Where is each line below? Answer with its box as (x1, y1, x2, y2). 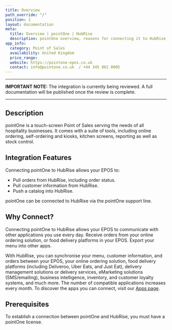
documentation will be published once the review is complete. (5, 89, 136, 95)
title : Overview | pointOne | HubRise (10, 31, 93, 36)
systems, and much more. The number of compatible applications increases (5, 280, 166, 286)
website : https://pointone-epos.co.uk (10, 60, 93, 65)
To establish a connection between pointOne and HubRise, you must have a (5, 314, 165, 320)
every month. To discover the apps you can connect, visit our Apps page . (5, 285, 160, 291)
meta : (5, 27, 17, 32)
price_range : (10, 55, 38, 60)
